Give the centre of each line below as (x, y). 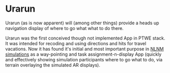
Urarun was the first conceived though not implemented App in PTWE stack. (85, 38)
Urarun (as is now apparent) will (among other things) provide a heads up (82, 23)
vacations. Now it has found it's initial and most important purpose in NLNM (84, 49)
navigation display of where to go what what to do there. (64, 28)
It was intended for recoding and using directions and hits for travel (76, 43)
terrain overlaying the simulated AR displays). (53, 65)
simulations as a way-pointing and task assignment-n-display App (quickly (83, 54)
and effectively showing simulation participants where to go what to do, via (84, 59)
